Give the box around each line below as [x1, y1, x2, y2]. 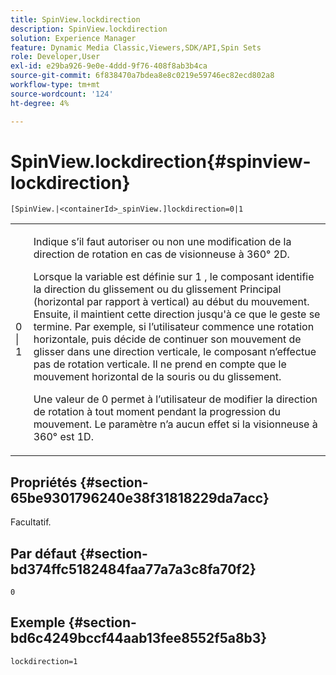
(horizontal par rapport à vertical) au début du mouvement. [33, 295, 310, 309]
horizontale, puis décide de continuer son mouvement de [33, 332, 302, 346]
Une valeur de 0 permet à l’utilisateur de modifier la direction [33, 392, 318, 406]
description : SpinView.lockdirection [10, 24, 168, 34]
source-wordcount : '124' [10, 89, 114, 99]
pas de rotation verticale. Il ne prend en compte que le [33, 357, 287, 371]
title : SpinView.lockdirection [10, 14, 141, 25]
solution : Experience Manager [10, 33, 137, 43]
